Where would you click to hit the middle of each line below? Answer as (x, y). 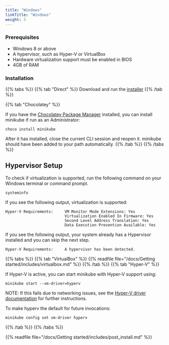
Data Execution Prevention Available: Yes (110, 225)
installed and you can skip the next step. (48, 240)
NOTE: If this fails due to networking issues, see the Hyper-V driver (76, 293)
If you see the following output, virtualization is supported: (66, 202)
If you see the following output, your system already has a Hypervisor (78, 234)
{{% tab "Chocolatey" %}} (33, 104)
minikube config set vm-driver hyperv (46, 317)
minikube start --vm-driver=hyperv (43, 283)
